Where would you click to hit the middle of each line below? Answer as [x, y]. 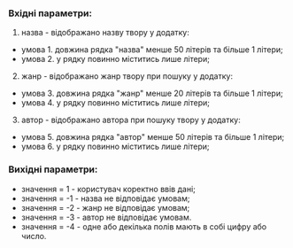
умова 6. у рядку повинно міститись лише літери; [115, 147]
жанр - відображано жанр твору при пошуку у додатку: [127, 76]
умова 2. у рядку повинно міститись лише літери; [115, 59]
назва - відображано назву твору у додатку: [105, 33]
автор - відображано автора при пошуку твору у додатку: [131, 120]
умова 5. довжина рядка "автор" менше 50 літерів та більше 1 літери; [153, 137]
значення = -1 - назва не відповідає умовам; [105, 198]
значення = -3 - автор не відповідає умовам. [106, 217]
